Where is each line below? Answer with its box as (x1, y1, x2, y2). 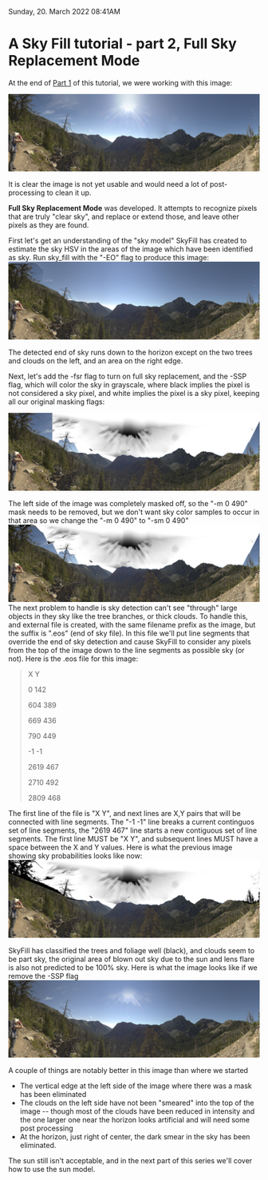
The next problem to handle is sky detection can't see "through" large (8, 603, 238, 613)
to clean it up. (46, 188, 92, 198)
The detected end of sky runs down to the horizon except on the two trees (8, 347, 253, 357)
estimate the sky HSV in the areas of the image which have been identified (8, 244, 254, 254)
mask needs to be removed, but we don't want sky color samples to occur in (8, 507, 260, 517)
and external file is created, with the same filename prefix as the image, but (8, 620, 256, 630)
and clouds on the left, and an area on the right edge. (8, 356, 183, 366)
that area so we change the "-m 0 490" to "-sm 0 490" (8, 515, 189, 525)
